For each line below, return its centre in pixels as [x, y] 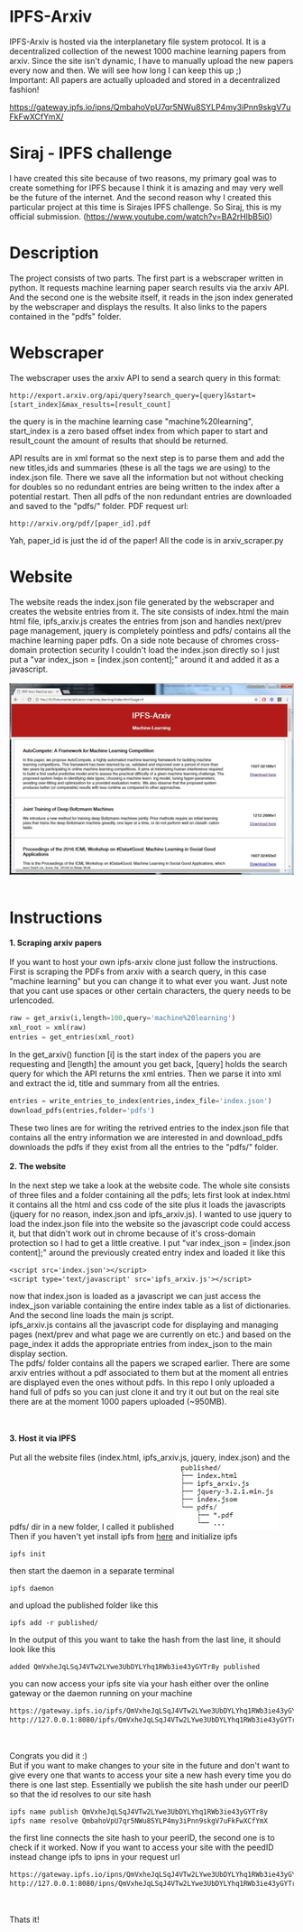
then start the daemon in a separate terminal [92, 1570]
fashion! [24, 89]
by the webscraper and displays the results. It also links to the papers [138, 307]
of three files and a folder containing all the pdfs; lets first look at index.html [150, 1194]
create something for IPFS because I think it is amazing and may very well [147, 188]
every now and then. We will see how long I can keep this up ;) [125, 70]
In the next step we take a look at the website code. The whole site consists [150, 1185]
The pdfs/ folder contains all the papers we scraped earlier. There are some [150, 1363]
